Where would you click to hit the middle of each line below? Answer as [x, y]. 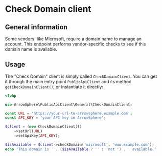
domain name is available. [31, 49]
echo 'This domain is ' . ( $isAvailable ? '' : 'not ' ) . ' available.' [81, 149]
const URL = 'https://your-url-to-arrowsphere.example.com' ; [69, 113]
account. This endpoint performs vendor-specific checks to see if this [76, 44]
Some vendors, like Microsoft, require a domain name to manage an [73, 39]
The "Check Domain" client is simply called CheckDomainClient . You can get [81, 76]
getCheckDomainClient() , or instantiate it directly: [54, 87]
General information [36, 27]
